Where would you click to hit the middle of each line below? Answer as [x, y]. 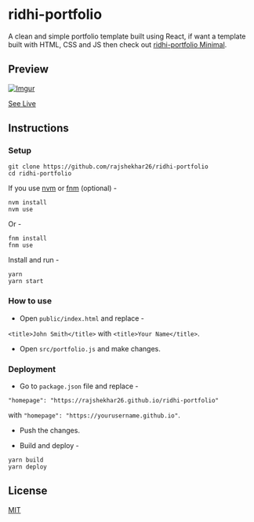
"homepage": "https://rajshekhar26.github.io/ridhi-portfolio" [114, 401]
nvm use [21, 210]
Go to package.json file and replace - [79, 386]
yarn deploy [27, 467]
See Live [22, 103]
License [28, 491]
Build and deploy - [49, 446]
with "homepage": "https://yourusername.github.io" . [94, 415]
